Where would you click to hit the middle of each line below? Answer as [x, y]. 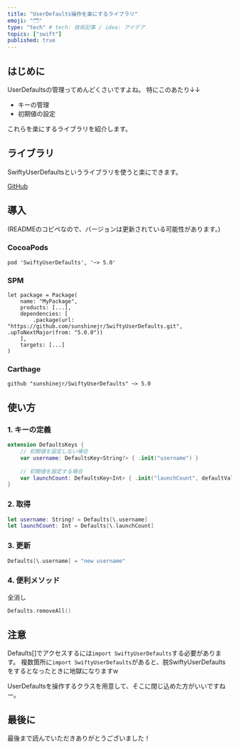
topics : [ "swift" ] [34, 34]
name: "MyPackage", [49, 301]
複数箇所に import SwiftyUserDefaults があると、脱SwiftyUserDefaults [123, 662]
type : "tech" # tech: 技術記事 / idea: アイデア [76, 27]
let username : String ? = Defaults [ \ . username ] [78, 520]
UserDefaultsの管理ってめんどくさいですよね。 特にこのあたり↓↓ [104, 89]
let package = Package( [43, 295]
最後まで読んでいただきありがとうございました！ [79, 738]
